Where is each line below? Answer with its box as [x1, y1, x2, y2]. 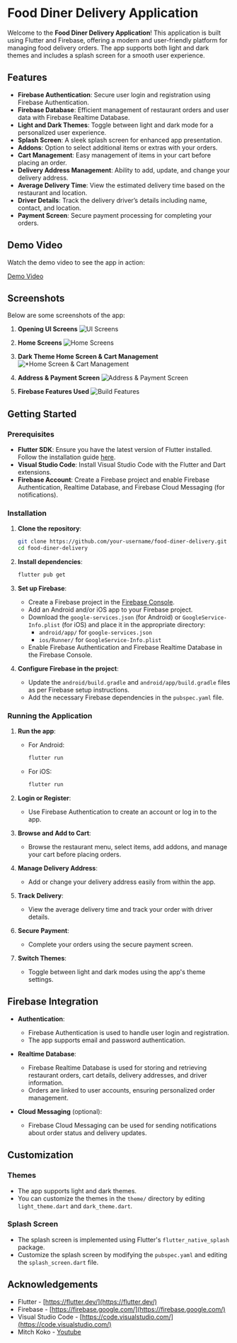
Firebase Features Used [17, 387, 90, 396]
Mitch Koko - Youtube [17, 1327, 81, 1336]
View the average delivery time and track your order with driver [28, 905, 213, 914]
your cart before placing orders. [28, 850, 122, 859]
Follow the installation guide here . [17, 453, 116, 462]
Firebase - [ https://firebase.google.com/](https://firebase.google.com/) [17, 1305, 226, 1313]
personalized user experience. [17, 128, 107, 136]
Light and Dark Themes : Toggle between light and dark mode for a [17, 121, 214, 129]
